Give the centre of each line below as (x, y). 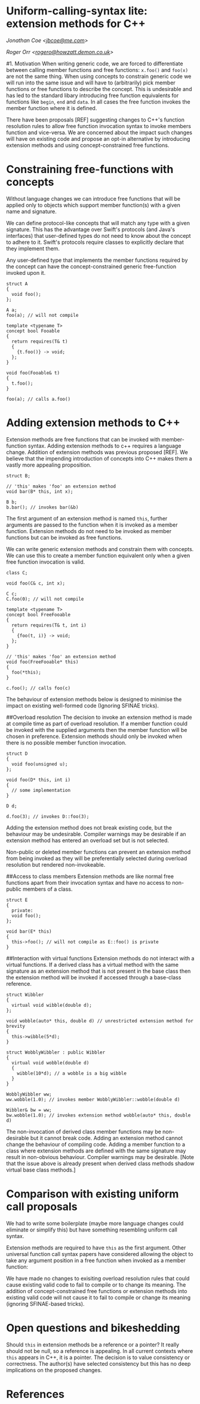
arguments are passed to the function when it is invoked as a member (92, 525)
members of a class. (48, 889)
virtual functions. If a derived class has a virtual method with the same (93, 964)
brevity (16, 1026)
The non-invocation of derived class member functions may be (84, 1131)
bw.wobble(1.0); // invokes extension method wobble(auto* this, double (99, 1115)
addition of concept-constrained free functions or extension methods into (97, 1291)
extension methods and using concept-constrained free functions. (88, 145)
